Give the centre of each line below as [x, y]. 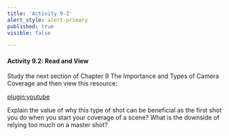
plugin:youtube [29, 97]
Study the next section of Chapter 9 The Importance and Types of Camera [113, 76]
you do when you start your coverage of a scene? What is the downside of [113, 117]
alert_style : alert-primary [48, 20]
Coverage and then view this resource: [62, 84]
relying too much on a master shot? [58, 125]
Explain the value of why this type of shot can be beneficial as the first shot [114, 110]
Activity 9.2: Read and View [48, 61]
